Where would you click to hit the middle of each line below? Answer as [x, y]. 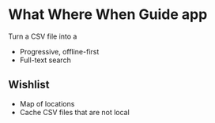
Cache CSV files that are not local [75, 112]
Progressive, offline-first [59, 51]
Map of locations [47, 103]
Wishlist [29, 85]
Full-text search [45, 60]
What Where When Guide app [108, 15]
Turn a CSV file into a [43, 36]
